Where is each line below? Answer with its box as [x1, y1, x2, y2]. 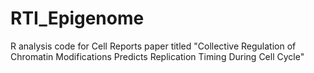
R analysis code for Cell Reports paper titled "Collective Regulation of [10, 40, 297, 52]
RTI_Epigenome [10, 7, 145, 30]
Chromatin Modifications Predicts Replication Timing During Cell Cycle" [10, 50, 305, 62]
